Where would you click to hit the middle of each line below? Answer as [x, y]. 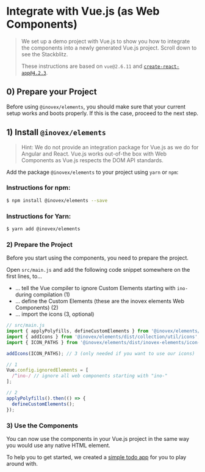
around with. [22, 463]
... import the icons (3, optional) [55, 314]
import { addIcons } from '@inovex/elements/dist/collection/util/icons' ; [103, 337]
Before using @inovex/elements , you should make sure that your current [96, 107]
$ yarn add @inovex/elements [43, 229]
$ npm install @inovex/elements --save [57, 200]
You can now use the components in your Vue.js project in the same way [98, 438]
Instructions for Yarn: [39, 216]
